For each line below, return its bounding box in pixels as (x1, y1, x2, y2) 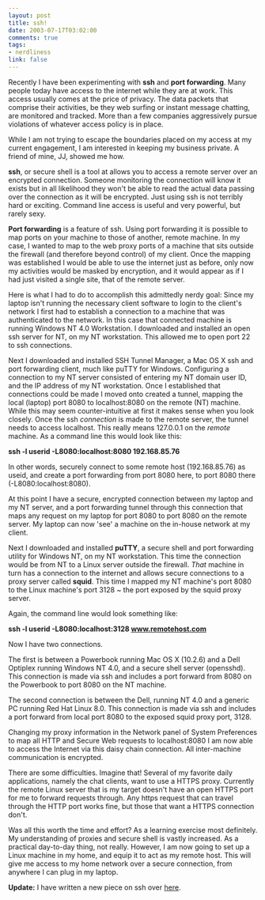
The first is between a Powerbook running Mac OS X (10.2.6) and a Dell (8, 654, 240, 664)
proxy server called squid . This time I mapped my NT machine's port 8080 (8, 577, 252, 586)
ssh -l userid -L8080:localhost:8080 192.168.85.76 (8, 446, 180, 456)
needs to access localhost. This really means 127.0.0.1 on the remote (8, 422, 231, 432)
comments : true (8, 33, 59, 42)
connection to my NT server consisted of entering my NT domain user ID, (8, 372, 248, 382)
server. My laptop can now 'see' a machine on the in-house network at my (8, 519, 251, 528)
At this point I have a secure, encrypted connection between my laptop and (8, 493, 253, 503)
